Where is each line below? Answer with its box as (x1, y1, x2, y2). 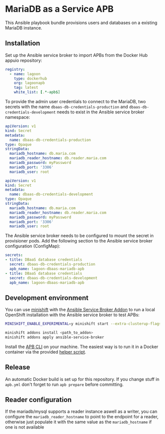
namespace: (5, 114, 30, 120)
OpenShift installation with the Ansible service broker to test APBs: (5, 312, 140, 318)
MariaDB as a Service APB (5, 3, 114, 15)
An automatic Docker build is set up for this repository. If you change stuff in (5, 376, 160, 382)
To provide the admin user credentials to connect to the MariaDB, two (5, 99, 146, 104)
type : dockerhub (14, 76, 48, 81)
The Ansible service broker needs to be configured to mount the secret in (5, 233, 154, 239)
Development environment (5, 294, 89, 302)
